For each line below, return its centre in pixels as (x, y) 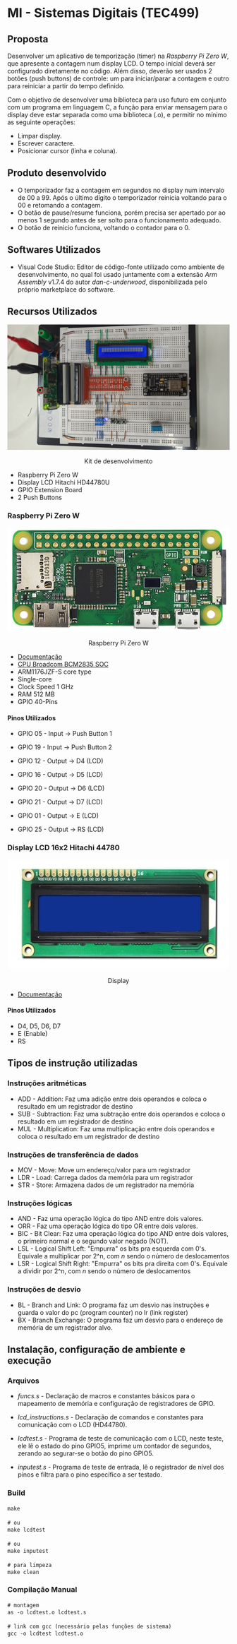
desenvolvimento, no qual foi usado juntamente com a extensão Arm (117, 274)
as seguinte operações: (42, 122)
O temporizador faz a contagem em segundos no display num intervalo (121, 190)
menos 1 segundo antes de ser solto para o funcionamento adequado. (119, 220)
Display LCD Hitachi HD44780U (64, 482)
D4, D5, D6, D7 (39, 1026)
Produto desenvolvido (57, 173)
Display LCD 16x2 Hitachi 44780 (63, 847)
